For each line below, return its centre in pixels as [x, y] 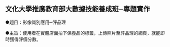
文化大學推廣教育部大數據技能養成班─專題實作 [78, 9]
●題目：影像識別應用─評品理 [36, 22]
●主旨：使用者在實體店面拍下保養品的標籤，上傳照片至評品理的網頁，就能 [83, 33]
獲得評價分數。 [25, 39]
